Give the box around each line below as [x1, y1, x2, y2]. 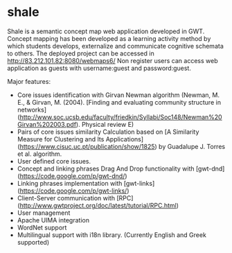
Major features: [7, 77, 51, 85]
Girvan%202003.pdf [17, 120, 77, 128]
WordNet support [17, 223, 67, 232]
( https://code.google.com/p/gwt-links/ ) [17, 186, 130, 195]
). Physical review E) [75, 120, 134, 128]
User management [17, 209, 71, 217]
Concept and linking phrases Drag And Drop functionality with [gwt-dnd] [17, 164, 225, 173]
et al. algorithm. [17, 150, 62, 158]
